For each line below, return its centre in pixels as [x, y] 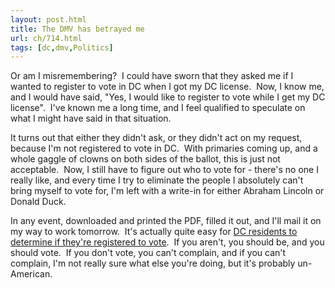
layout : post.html [48, 19]
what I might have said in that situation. [91, 118]
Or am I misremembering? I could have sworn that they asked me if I [152, 76]
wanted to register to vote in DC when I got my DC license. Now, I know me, [167, 87]
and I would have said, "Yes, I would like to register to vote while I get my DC [168, 97]
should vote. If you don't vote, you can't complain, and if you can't [148, 253]
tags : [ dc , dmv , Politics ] [62, 47]
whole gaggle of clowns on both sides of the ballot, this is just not [145, 159]
